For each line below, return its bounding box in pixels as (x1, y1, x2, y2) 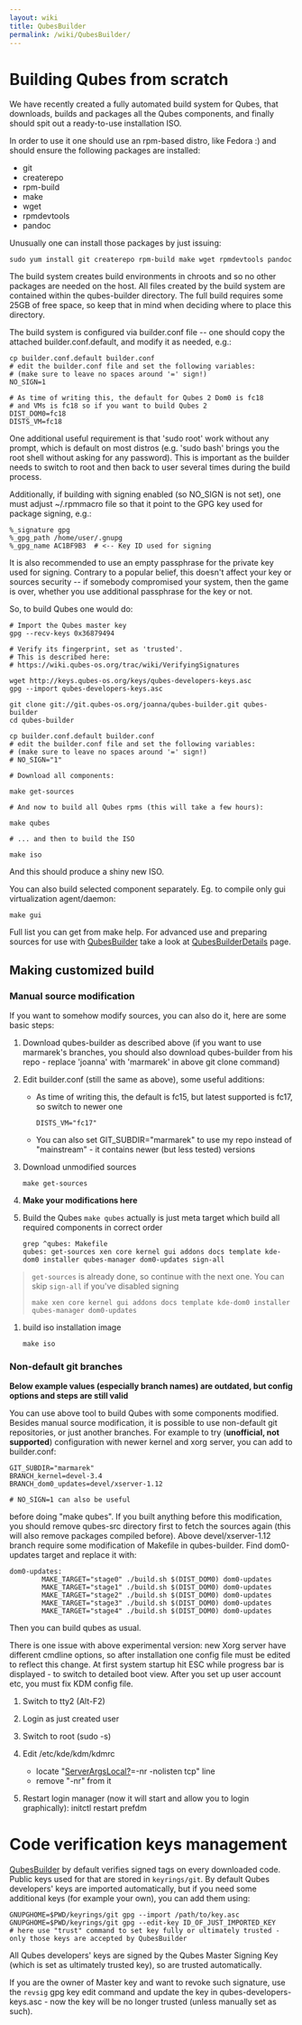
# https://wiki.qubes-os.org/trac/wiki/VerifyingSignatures (9, 661, 241, 670)
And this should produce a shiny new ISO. (9, 867, 165, 877)
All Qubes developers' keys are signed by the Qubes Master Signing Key (9, 1950, 279, 1961)
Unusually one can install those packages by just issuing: (9, 238, 222, 248)
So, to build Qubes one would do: (9, 604, 133, 614)
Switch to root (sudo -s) (22, 1731, 112, 1742)
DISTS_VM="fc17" (35, 1119, 97, 1128)
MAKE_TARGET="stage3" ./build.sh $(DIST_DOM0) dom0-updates (41, 1598, 272, 1608)
